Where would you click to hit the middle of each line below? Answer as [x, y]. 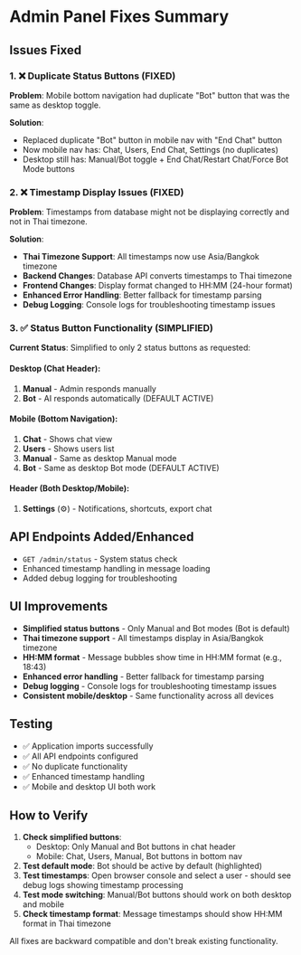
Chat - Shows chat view [67, 439]
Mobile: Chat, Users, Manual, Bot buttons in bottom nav [139, 856]
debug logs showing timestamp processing [103, 885]
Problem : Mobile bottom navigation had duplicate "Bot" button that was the [150, 95]
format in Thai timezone [66, 923]
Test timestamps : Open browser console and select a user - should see [157, 875]
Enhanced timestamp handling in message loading [116, 568]
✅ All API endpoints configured [80, 756]
